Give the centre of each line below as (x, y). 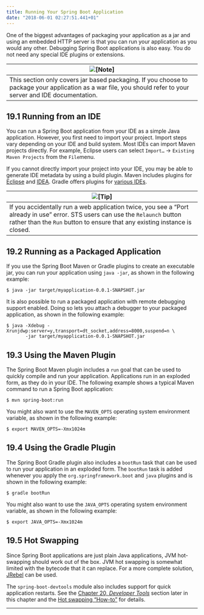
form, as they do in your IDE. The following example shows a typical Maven (100, 382)
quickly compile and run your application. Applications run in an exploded (98, 376)
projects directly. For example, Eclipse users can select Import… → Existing (100, 150)
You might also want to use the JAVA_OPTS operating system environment (97, 504)
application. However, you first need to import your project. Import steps (97, 138)
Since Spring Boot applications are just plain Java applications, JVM (91, 555)
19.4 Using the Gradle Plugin (61, 448)
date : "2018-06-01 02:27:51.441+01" (53, 18)
